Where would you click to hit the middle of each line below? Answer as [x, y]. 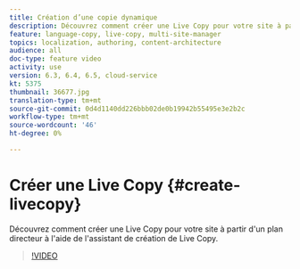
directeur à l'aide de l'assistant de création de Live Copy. [114, 238]
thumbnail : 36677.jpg [50, 92]
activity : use [36, 68]
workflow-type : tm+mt [50, 117]
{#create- [204, 186]
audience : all [36, 51]
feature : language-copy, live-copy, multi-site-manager [115, 34]
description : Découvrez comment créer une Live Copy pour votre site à [145, 26]
